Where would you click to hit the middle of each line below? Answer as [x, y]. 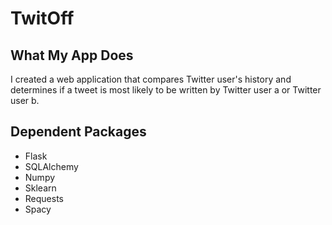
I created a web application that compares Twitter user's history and [151, 79]
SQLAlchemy [51, 166]
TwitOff [42, 18]
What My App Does [72, 55]
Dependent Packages [78, 132]
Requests [44, 198]
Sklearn [40, 188]
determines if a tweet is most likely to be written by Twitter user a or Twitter [166, 90]
